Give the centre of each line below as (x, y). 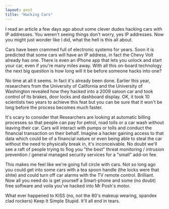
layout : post (19, 10)
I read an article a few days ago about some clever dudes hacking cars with (84, 29)
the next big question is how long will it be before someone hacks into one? (83, 71)
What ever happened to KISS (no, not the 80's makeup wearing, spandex (81, 195)
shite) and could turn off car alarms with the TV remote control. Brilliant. (80, 175)
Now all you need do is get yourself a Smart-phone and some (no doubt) (81, 180)
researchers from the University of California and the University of (74, 86)
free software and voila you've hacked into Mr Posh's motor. (68, 186)
